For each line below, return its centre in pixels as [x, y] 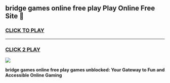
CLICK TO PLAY [25, 31]
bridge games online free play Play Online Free [80, 8]
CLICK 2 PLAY [23, 49]
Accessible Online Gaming [34, 75]
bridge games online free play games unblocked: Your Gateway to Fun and [85, 69]
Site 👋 [15, 16]
